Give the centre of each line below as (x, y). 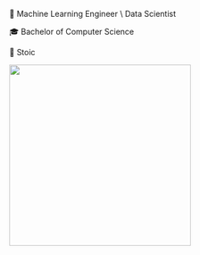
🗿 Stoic (22, 52)
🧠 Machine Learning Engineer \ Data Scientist (93, 14)
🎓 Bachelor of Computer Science (72, 32)
